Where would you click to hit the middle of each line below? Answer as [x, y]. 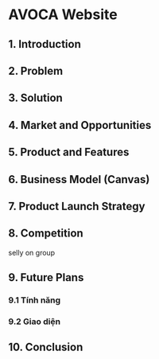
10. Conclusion [46, 347]
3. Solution [36, 98]
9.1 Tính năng [35, 300]
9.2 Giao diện [35, 322]
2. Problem [36, 70]
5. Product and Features [69, 152]
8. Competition [46, 234]
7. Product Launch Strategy [77, 206]
